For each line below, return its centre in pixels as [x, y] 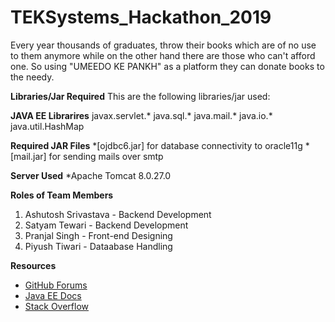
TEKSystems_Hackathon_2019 [141, 17]
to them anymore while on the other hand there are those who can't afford [163, 55]
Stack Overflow [57, 306]
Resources [33, 265]
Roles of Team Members [62, 195]
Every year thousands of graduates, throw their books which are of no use [163, 45]
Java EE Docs [53, 295]
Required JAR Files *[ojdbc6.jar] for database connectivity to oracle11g [156, 145]
